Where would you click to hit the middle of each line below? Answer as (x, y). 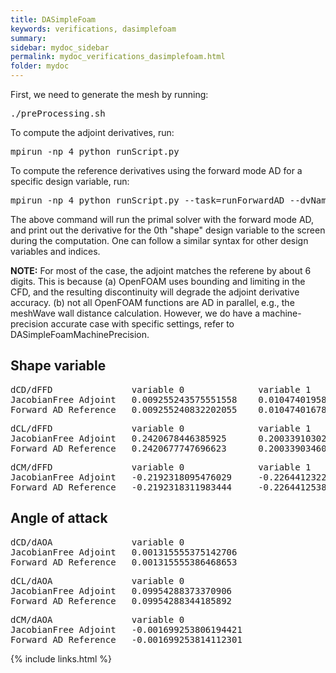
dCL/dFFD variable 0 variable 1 (161, 428)
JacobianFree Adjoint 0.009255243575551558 (124, 399)
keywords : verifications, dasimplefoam (93, 29)
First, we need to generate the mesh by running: (109, 94)
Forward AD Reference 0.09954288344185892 (121, 600)
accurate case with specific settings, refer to (142, 324)
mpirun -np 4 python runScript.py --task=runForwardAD (147, 200)
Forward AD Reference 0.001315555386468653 (124, 562)
